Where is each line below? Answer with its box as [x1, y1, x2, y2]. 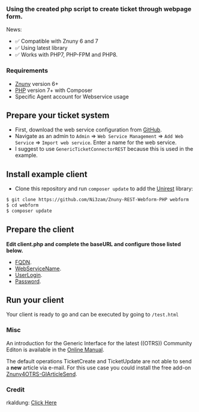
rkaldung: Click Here [6, 399, 57, 407]
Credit [6, 385, 25, 393]
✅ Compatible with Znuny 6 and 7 [14, 38, 99, 45]
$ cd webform [6, 202, 39, 208]
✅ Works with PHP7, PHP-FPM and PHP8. [14, 51, 118, 58]
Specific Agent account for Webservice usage [14, 92, 129, 100]
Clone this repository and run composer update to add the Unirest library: [14, 185, 194, 192]
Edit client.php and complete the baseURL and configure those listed [6, 240, 181, 247]
